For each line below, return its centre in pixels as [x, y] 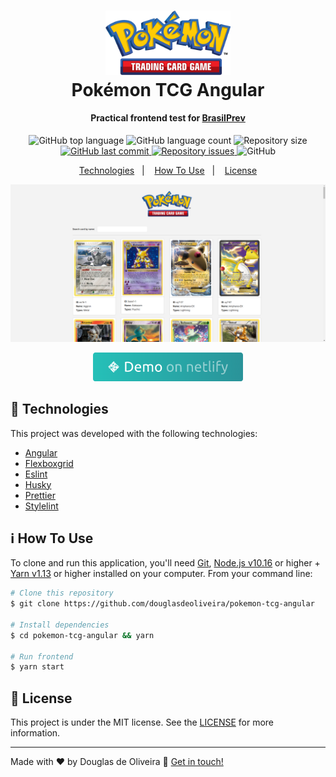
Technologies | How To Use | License [168, 170]
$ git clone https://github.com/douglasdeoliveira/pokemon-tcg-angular [162, 604]
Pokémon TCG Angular [168, 89]
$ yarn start [37, 667]
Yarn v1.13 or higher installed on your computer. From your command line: [161, 574]
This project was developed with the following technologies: [134, 433]
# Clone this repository [62, 593]
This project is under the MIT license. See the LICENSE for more [142, 722]
